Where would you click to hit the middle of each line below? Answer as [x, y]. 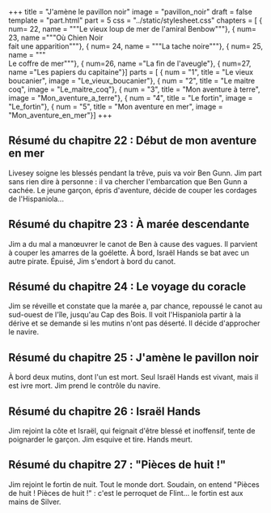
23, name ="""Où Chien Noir [56, 37]
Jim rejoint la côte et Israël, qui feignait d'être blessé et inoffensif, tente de [132, 431]
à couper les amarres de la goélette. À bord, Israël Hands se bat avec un [129, 252]
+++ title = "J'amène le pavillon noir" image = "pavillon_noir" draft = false [130, 12]
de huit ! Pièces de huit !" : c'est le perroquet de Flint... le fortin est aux [126, 493]
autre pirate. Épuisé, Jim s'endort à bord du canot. [92, 261]
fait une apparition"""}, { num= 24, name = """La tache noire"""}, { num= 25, [135, 46]
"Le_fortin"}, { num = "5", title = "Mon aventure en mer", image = [116, 106]
